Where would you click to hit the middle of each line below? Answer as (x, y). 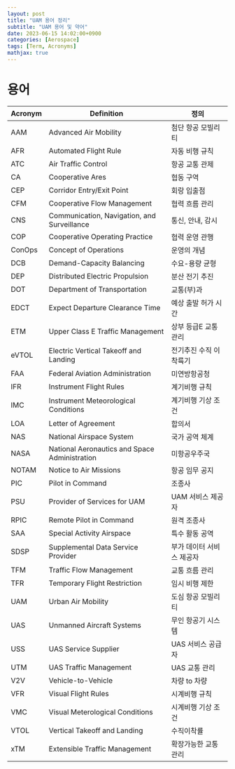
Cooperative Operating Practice (101, 236)
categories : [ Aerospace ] (43, 40)
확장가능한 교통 (195, 744)
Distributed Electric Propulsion (99, 276)
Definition (107, 113)
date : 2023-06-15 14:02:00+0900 (54, 33)
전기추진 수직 (191, 350)
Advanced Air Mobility (85, 132)
